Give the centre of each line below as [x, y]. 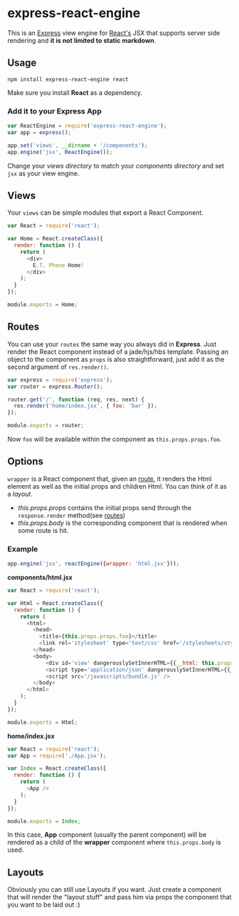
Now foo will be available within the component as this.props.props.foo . [115, 439]
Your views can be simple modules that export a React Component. [106, 213]
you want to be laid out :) [44, 905]
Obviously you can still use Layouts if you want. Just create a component [115, 890]
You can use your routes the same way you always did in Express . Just [112, 344]
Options [26, 462]
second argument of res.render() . [58, 367]
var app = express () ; [39, 132]
